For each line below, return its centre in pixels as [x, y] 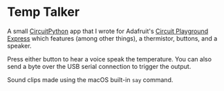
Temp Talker [44, 12]
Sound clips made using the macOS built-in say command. [90, 79]
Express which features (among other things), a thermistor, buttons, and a [112, 38]
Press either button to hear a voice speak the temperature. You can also [110, 59]
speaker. [20, 45]
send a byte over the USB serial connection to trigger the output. [99, 66]
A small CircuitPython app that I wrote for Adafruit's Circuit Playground [108, 31]
